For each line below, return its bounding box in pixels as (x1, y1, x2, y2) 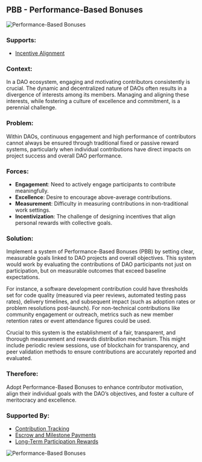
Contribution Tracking (14, 425, 69, 432)
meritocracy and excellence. (6, 396, 77, 403)
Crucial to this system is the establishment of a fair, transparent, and (6, 329, 176, 337)
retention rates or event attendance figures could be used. (6, 317, 151, 324)
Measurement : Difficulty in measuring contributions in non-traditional (14, 200, 189, 207)
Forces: (6, 167, 29, 176)
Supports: (6, 36, 37, 44)
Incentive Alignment (14, 49, 65, 57)
